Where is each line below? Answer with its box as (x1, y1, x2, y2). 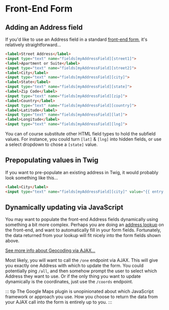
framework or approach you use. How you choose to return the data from (5, 294, 158, 300)
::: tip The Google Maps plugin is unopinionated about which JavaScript (5, 288, 154, 294)
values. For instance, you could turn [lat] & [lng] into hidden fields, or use (5, 136, 162, 142)
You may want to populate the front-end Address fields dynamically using (5, 216, 158, 222)
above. (5, 238, 20, 244)
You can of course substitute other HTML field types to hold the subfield (5, 131, 156, 136)
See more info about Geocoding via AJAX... (5, 248, 96, 254)
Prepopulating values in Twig (5, 156, 99, 165)
